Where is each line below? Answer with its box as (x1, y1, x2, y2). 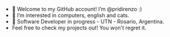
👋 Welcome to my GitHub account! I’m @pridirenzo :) (11, 6, 142, 12)
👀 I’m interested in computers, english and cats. (11, 12, 130, 19)
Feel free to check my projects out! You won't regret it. (11, 24, 147, 31)
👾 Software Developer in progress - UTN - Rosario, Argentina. (11, 18, 165, 25)
